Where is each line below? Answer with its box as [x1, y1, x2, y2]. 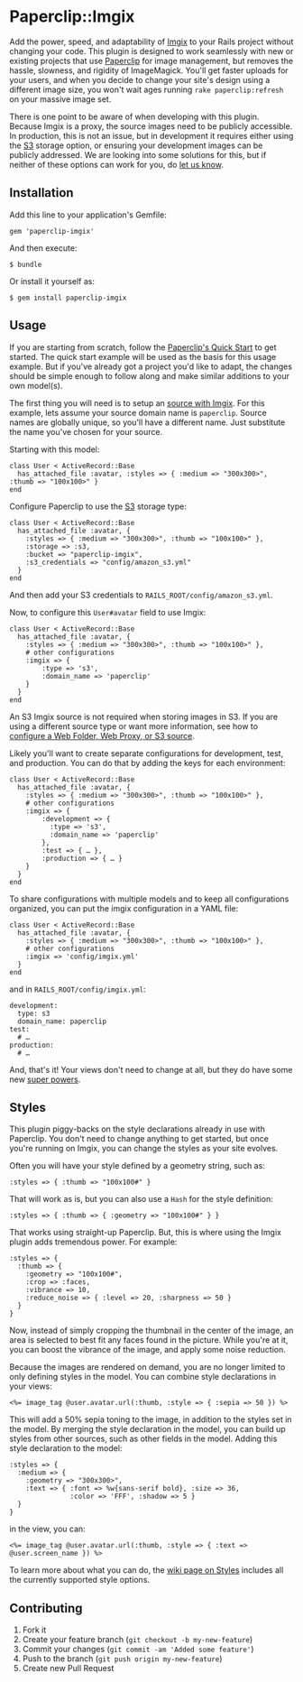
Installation [9, 185, 74, 200]
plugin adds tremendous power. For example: [9, 1236, 178, 1247]
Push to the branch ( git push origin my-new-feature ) [22, 1653, 223, 1664]
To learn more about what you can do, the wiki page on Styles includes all [9, 1565, 284, 1576]
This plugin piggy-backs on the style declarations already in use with [9, 1123, 266, 1134]
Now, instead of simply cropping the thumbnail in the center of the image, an [9, 1325, 294, 1336]
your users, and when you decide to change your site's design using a [9, 74, 271, 85]
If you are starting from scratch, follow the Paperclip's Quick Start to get [9, 341, 277, 353]
